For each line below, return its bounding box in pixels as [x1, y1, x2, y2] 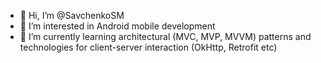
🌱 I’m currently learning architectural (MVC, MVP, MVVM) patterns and [19, 31, 312, 42]
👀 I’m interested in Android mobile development [19, 20, 216, 32]
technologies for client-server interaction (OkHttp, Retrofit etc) [19, 41, 278, 53]
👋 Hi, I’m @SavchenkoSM [19, 10, 125, 21]
